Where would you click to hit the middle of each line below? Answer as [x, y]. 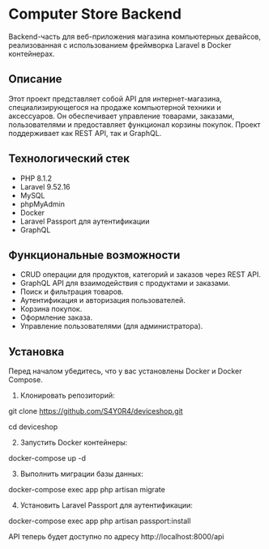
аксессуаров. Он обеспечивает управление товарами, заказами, [122, 116]
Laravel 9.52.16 [45, 186]
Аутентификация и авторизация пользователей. [103, 300]
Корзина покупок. [51, 309]
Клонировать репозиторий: [67, 396]
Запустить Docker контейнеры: [74, 443]
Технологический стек [69, 159]
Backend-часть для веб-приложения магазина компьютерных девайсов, [135, 36]
